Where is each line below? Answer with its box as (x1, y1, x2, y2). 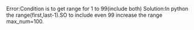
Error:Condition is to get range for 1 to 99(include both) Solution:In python (6, 5, 189, 12)
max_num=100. (6, 18, 44, 25)
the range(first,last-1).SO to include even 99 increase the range (6, 11, 163, 19)
